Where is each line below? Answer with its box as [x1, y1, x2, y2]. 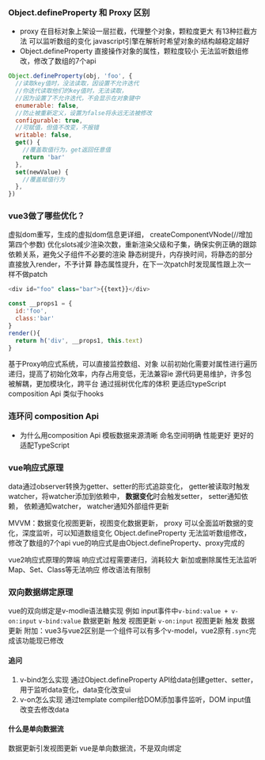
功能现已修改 [21, 636, 64, 646]
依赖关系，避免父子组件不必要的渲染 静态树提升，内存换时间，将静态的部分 [8, 250, 253, 259]
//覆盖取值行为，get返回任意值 [22, 146, 112, 154]
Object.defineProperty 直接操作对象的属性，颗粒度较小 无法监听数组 [19, 46, 243, 56]
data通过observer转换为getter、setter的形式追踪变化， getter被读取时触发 [8, 482, 251, 491]
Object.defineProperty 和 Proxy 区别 [8, 6, 150, 17]
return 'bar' [22, 153, 66, 161]
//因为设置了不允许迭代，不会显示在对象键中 [15, 94, 141, 102]
